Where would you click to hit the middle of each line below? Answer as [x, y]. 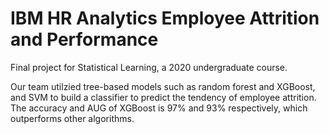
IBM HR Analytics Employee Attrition [165, 18]
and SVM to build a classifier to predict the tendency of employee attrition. [163, 97]
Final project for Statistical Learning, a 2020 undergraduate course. [149, 67]
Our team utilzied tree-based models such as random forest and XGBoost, [163, 86]
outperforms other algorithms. [72, 118]
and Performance [84, 39]
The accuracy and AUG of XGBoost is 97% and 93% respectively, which [159, 108]
